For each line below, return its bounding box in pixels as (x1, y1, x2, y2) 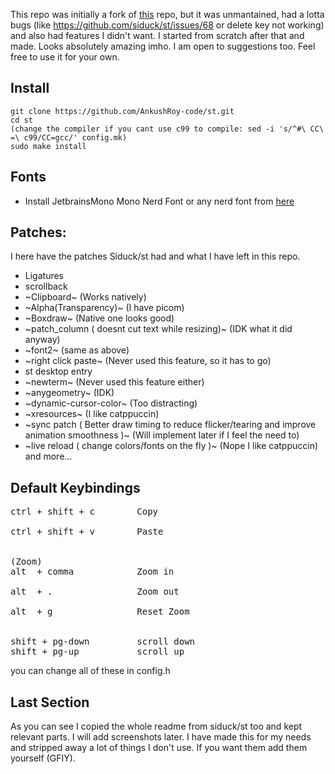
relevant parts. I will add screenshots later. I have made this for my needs (10, 731, 312, 743)
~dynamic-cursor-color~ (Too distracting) (24, 397, 198, 409)
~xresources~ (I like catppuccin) (24, 408, 160, 420)
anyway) (24, 334, 61, 346)
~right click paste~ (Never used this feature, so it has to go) (24, 355, 272, 367)
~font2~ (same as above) (24, 344, 130, 356)
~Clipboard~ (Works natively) (24, 291, 147, 303)
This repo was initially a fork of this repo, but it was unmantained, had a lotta (10, 9, 325, 20)
